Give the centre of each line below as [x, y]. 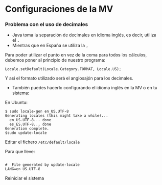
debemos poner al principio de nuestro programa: [55, 60]
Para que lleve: [20, 152]
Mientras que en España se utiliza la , [50, 46]
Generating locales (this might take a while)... [57, 116]
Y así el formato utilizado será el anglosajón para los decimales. [69, 78]
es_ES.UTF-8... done [30, 124]
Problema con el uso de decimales [46, 25]
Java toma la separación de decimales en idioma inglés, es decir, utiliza [84, 35]
